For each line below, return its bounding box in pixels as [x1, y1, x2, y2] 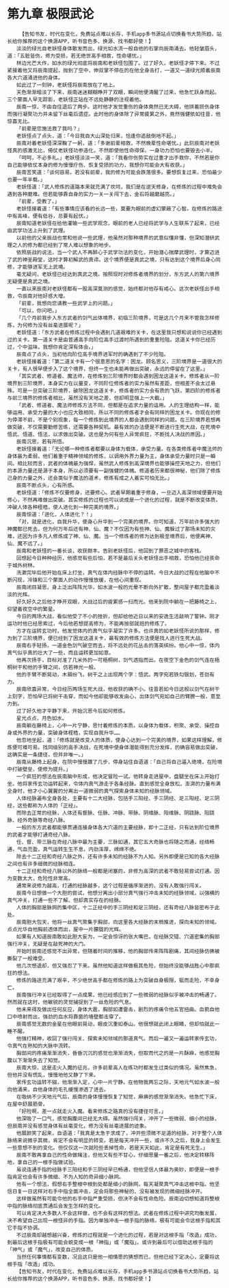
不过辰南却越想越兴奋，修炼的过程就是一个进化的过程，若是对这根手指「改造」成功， [16, 1231, 220, 1239]
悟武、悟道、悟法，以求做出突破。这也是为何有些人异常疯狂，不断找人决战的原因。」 [7, 431, 208, 438]
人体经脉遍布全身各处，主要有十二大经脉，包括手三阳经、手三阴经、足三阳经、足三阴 [16, 795, 220, 802]
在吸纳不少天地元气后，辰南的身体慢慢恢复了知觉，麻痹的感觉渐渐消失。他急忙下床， [16, 1093, 220, 1100]
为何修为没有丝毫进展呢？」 [16, 321, 84, 329]
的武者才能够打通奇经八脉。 [7, 831, 74, 838]
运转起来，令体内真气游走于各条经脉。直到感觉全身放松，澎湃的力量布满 [47, 780, 221, 787]
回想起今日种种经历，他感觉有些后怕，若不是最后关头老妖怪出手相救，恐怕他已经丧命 [16, 554, 220, 562]
